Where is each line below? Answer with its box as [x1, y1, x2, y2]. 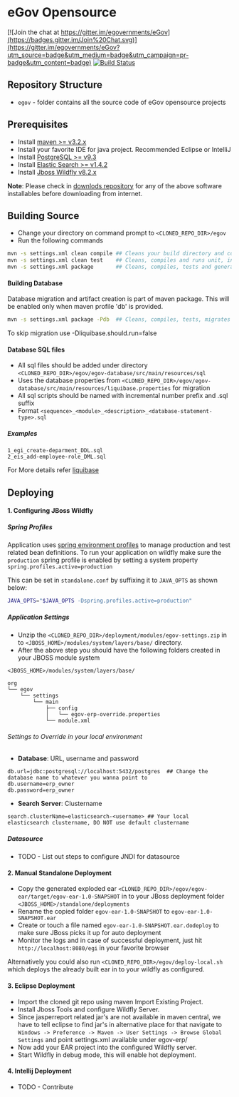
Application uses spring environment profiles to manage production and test [7, 541, 231, 549]
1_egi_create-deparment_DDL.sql [7, 447, 103, 454]
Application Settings [7, 613, 70, 621]
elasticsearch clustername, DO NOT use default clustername [7, 820, 190, 827]
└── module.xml [45, 718, 91, 725]
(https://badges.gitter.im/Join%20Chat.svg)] [7, 35, 137, 44]
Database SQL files [7, 345, 65, 354]
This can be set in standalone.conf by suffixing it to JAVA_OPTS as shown [7, 576, 218, 585]
